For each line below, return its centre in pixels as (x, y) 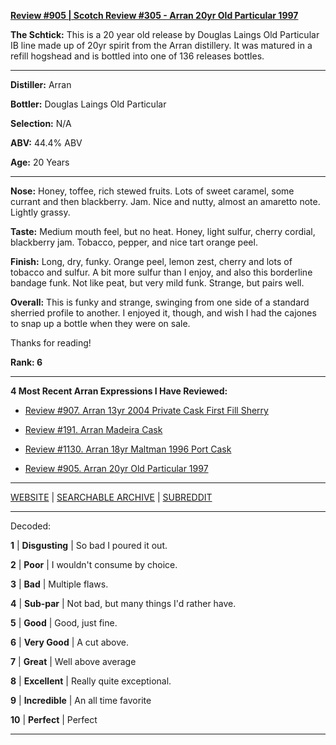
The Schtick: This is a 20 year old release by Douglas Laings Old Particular (165, 34)
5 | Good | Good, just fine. (64, 623)
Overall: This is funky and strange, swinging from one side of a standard (160, 302)
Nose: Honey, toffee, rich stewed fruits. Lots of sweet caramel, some (152, 191)
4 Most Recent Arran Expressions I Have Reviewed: (119, 391)
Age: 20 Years (40, 162)
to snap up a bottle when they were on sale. (100, 323)
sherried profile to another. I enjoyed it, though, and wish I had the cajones (163, 313)
